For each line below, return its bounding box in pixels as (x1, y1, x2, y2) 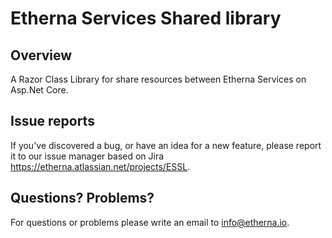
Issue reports (10, 113, 95, 130)
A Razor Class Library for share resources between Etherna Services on (10, 73, 307, 85)
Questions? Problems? (10, 190, 155, 207)
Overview (10, 47, 73, 64)
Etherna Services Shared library (10, 7, 282, 30)
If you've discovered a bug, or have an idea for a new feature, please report (10, 139, 322, 151)
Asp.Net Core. (10, 84, 69, 96)
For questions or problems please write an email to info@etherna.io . (10, 216, 290, 228)
